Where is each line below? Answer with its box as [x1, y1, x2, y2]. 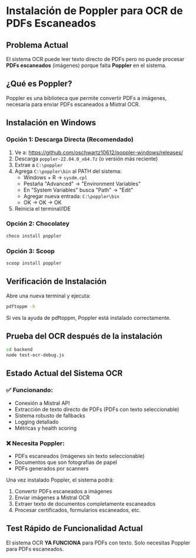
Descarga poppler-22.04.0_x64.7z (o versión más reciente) [14, 155, 158, 162]
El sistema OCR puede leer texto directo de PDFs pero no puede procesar [6, 56, 185, 62]
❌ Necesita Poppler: [6, 439, 65, 447]
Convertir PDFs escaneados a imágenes [14, 488, 112, 495]
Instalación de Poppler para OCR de [6, 4, 184, 18]
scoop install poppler [6, 260, 62, 266]
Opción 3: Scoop [6, 247, 55, 255]
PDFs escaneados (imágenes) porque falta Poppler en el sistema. [6, 62, 167, 69]
